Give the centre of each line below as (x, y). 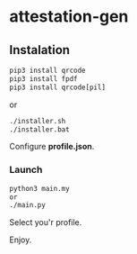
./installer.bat (39, 129)
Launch (26, 170)
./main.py (28, 205)
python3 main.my (39, 188)
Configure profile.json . (52, 147)
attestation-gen (69, 17)
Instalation (39, 50)
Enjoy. (21, 240)
